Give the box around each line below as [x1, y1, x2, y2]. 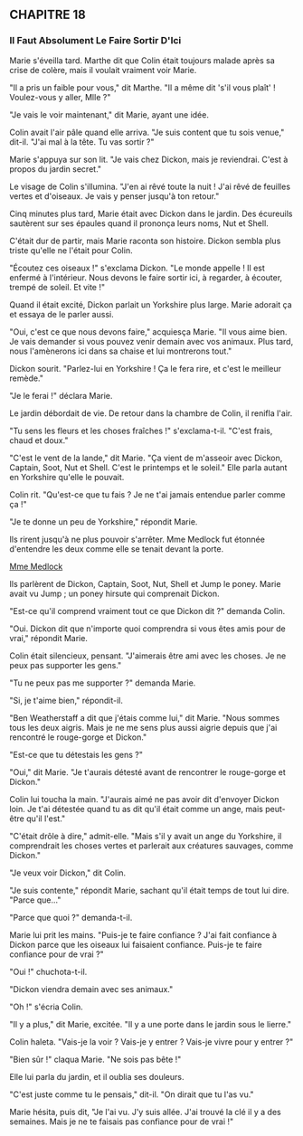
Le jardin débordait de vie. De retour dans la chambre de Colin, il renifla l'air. [9, 407, 293, 419]
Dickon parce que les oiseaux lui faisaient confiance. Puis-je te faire [9, 939, 262, 950]
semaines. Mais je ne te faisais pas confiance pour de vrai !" [9, 1116, 234, 1127]
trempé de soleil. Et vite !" [9, 281, 106, 292]
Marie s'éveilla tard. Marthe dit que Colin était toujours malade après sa [9, 54, 276, 66]
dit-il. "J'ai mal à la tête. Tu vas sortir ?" [9, 136, 156, 147]
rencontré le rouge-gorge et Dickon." [9, 732, 147, 743]
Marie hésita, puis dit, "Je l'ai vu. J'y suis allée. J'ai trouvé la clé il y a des [9, 1106, 282, 1117]
